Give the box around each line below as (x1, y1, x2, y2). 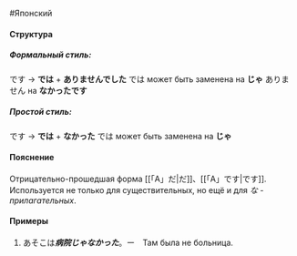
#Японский (9, 8, 53, 18)
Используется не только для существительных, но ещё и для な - (9, 184, 264, 195)
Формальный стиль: (9, 49, 92, 60)
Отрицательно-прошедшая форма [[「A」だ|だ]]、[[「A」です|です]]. (9, 173, 267, 184)
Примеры (9, 216, 48, 227)
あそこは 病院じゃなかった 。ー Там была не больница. (22, 237, 234, 248)
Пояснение (9, 152, 55, 163)
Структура (9, 28, 53, 39)
